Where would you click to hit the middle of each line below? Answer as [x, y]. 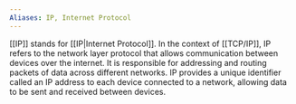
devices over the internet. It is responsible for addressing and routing [138, 62]
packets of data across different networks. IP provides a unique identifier [145, 72]
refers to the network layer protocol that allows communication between [144, 53]
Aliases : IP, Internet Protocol [70, 18]
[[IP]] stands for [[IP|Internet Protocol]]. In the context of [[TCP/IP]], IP [140, 43]
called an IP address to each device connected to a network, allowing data [148, 81]
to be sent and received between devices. [88, 91]
